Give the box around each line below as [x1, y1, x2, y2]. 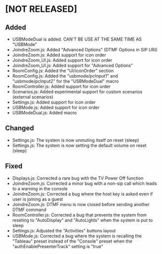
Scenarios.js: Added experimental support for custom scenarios [12, 89, 143, 94]
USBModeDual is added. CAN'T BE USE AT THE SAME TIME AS [12, 36, 142, 42]
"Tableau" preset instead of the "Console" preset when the [12, 238, 132, 244]
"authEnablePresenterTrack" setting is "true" [12, 243, 104, 249]
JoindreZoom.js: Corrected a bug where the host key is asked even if [12, 191, 153, 197]
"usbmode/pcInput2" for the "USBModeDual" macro [12, 78, 119, 84]
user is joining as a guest [12, 196, 63, 202]
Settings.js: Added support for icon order [12, 99, 96, 105]
